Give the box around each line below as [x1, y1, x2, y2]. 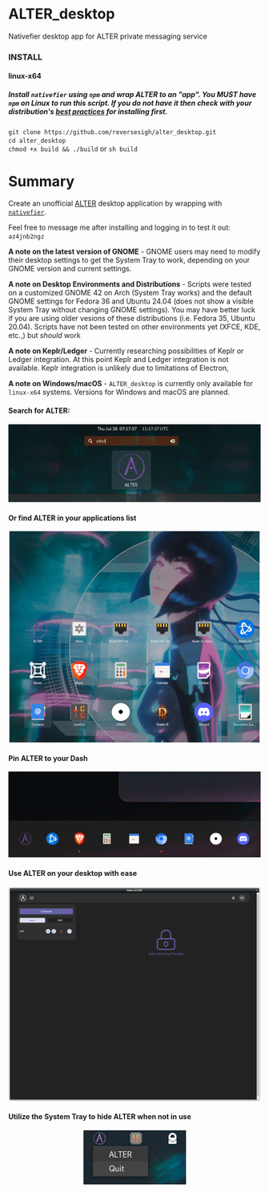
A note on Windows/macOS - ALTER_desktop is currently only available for [8, 379, 254, 389]
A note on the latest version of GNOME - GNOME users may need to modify [8, 246, 261, 257]
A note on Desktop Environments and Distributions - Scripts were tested [8, 279, 252, 289]
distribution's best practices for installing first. [8, 107, 168, 116]
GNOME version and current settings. [8, 264, 132, 274]
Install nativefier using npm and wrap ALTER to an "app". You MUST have [8, 90, 257, 100]
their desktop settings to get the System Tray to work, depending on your [8, 255, 251, 265]
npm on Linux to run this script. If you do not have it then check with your [8, 98, 252, 108]
